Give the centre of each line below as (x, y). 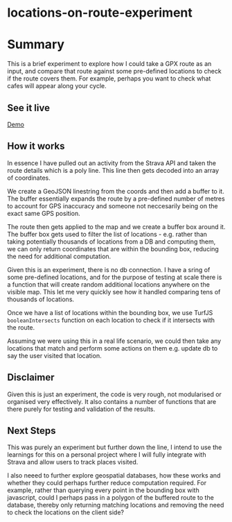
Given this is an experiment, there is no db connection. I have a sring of (109, 269)
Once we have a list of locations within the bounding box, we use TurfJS (110, 312)
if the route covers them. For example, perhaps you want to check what (109, 78)
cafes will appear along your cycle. (57, 86)
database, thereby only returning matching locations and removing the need (116, 505)
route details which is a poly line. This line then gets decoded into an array (113, 170)
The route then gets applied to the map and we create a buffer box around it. (116, 226)
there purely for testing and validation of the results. (81, 409)
